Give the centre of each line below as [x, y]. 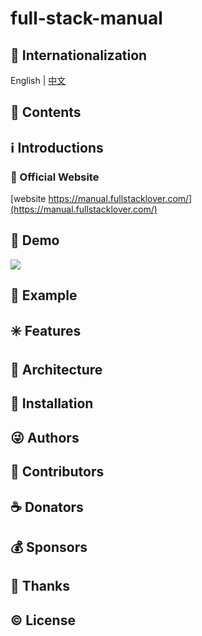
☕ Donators [47, 507]
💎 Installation [52, 403]
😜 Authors [45, 437]
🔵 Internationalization [79, 55]
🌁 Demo [35, 240]
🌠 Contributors [57, 472]
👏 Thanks [40, 586]
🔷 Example [44, 295]
